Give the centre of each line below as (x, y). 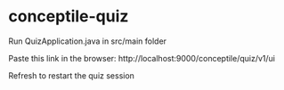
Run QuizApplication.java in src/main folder (87, 41)
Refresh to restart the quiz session (72, 75)
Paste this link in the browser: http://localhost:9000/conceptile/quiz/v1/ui (142, 58)
